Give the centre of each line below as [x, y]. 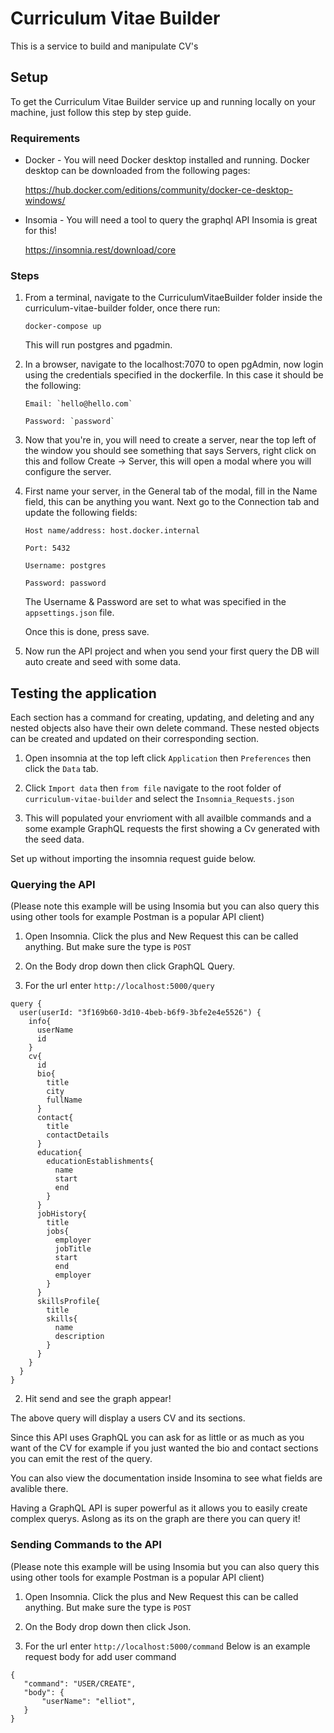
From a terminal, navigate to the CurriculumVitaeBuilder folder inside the [173, 298]
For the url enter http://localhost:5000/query [119, 986]
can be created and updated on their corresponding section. [135, 739]
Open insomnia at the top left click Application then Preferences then [168, 758]
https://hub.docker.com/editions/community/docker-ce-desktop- [159, 190]
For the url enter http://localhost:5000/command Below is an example [167, 1646]
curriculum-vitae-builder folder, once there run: [122, 308]
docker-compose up [63, 327]
